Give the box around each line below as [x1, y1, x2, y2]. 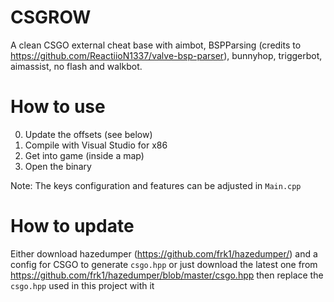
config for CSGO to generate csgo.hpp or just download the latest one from [10, 258, 318, 270]
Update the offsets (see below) [24, 128, 153, 140]
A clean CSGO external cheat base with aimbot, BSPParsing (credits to [10, 39, 302, 51]
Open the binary [24, 160, 92, 172]
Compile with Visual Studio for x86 [24, 139, 168, 151]
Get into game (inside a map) [24, 149, 145, 161]
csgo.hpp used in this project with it [10, 279, 155, 291]
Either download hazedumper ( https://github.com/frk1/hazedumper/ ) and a [10, 247, 318, 260]
